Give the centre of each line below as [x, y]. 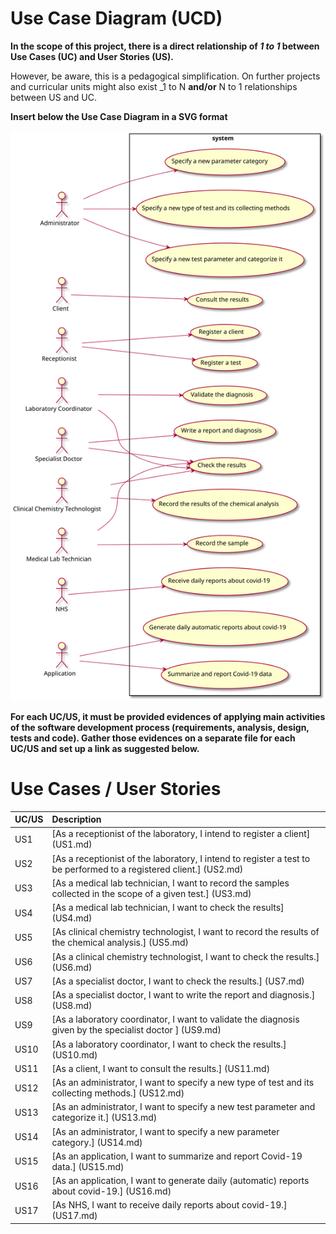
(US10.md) [74, 1054]
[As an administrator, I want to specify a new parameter [165, 1131]
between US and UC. [53, 97]
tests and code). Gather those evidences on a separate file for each [153, 738]
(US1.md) [72, 844]
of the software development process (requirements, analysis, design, [160, 727]
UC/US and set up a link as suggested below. [105, 748]
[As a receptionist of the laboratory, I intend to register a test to [181, 858]
